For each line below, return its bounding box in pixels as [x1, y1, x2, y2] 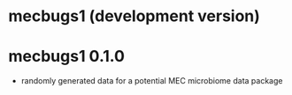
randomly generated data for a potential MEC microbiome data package [20, 76, 283, 86]
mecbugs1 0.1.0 [8, 47, 126, 67]
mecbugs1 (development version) [8, 6, 260, 26]
